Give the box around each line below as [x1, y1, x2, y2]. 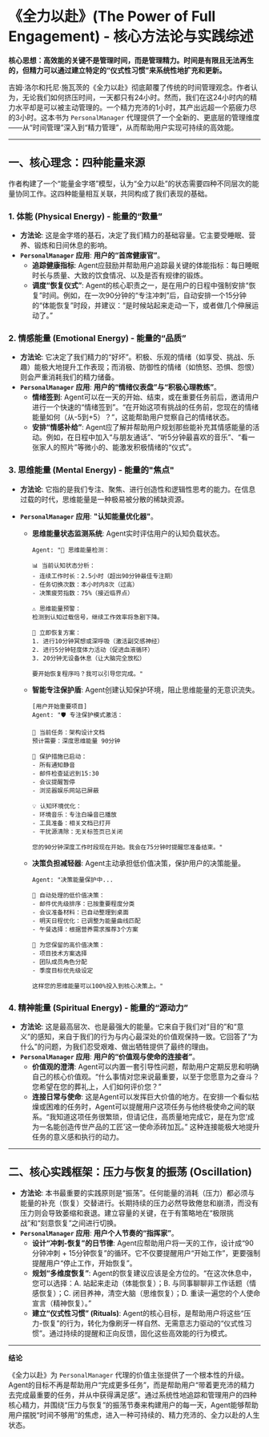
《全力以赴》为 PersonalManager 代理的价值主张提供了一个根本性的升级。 [8, 1370, 249, 1379]
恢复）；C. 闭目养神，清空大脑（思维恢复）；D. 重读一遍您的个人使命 [38, 1288, 261, 1297]
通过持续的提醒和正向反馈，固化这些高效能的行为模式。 [49, 1328, 232, 1338]
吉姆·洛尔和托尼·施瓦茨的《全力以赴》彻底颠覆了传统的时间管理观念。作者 [8, 82, 251, 92]
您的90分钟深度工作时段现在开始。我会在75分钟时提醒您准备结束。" [31, 843, 223, 851]
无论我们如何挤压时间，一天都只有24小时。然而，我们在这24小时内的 [22, 92, 251, 102]
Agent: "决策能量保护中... [31, 876, 114, 884]
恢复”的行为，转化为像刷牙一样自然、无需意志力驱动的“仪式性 [42, 1318, 246, 1328]
